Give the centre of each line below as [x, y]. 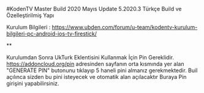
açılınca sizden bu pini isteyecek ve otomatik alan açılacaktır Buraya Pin [96, 77]
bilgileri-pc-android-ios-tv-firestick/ [51, 34]
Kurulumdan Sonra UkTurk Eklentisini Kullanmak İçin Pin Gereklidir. [90, 57]
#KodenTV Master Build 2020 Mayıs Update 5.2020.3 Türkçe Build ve [94, 9]
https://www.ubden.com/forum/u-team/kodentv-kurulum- [125, 27]
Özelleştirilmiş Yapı [30, 15]
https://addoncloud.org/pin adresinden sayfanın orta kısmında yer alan [95, 64]
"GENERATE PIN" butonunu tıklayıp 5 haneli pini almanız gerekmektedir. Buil [102, 70]
